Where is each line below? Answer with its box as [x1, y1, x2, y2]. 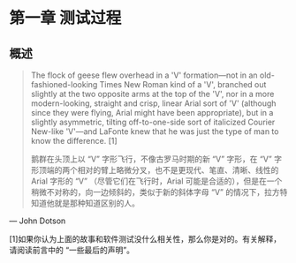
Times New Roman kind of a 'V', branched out [99, 79, 267, 89]
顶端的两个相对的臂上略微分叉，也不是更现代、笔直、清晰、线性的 [38, 165, 279, 175]
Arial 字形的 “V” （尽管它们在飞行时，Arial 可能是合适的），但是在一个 [30, 176, 283, 186]
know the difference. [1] [30, 136, 118, 146]
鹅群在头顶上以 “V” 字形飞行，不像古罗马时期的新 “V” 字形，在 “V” [30, 154, 272, 164]
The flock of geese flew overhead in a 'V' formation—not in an [30, 70, 258, 80]
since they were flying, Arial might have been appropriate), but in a [30, 108, 274, 117]
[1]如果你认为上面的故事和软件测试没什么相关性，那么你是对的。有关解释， [9, 234, 281, 244]
